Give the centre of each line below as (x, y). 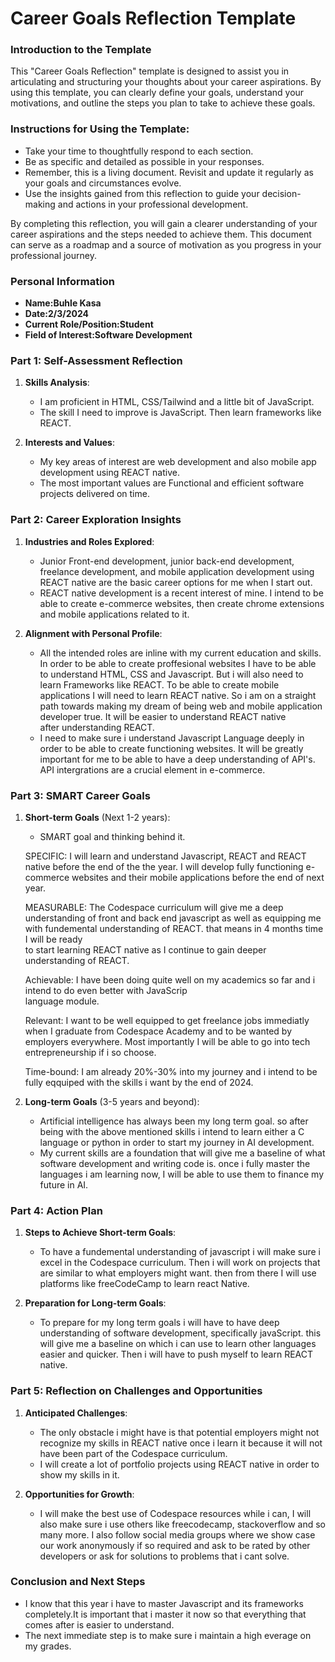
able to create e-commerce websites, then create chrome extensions (182, 603)
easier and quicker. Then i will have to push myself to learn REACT (176, 1354)
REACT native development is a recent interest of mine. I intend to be (181, 593)
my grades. (48, 1646)
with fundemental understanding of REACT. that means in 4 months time (174, 928)
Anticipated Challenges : (76, 1413)
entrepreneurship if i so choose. (90, 1052)
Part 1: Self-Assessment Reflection (96, 360)
